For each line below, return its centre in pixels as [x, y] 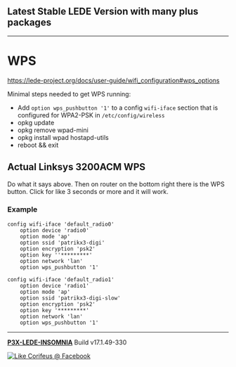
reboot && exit [38, 145]
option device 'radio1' [55, 285]
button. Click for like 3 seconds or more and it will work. [88, 191]
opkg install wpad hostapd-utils [63, 137]
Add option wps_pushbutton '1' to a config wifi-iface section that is [118, 108]
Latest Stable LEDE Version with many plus [103, 12]
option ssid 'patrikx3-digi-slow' [70, 298]
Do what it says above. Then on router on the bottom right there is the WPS [116, 184]
